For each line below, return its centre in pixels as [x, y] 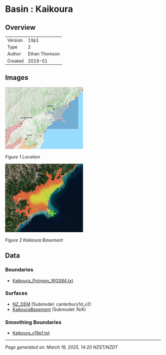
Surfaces [17, 293]
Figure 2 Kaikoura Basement [34, 240]
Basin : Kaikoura [39, 9]
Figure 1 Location [23, 156]
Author [14, 54]
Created [15, 61]
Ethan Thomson [44, 54]
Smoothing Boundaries [33, 322]
